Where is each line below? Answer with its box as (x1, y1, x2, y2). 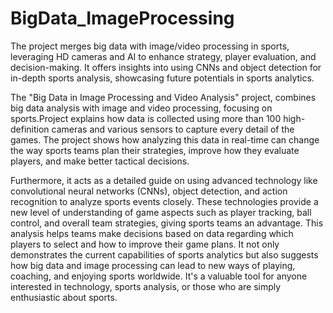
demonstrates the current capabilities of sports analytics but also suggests (10, 248, 319, 261)
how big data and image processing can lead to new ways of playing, (10, 259, 296, 271)
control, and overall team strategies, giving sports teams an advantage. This (10, 217, 324, 229)
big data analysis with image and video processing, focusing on (10, 102, 273, 114)
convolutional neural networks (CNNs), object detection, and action (10, 185, 288, 197)
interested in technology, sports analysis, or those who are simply (10, 280, 282, 292)
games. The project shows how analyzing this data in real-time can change (10, 133, 320, 146)
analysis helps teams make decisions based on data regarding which (10, 227, 294, 239)
